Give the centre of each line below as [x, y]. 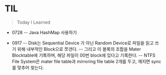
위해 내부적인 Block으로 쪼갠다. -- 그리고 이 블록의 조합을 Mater [79, 49]
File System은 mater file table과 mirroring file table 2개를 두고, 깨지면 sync [86, 61]
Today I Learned [34, 22]
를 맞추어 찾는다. [28, 68]
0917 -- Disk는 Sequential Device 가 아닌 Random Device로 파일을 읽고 [83, 43]
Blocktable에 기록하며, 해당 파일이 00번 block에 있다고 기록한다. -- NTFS [83, 55]
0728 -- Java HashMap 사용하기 [44, 32]
